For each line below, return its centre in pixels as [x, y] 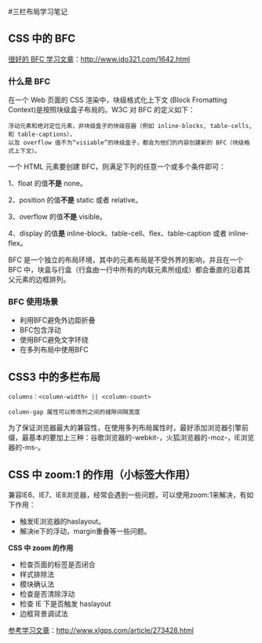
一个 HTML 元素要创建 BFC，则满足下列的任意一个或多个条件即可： [117, 166]
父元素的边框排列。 [39, 279]
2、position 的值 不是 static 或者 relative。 [75, 200]
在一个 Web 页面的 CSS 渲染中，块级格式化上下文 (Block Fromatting [118, 100]
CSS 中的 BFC [42, 39]
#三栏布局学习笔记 [38, 11]
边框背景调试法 [44, 614]
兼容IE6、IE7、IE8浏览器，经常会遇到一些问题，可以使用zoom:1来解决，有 [127, 495]
